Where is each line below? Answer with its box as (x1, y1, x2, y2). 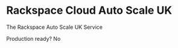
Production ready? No (6, 35, 61, 42)
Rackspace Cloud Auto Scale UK (6, 4, 173, 17)
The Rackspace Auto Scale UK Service (6, 23, 103, 31)
